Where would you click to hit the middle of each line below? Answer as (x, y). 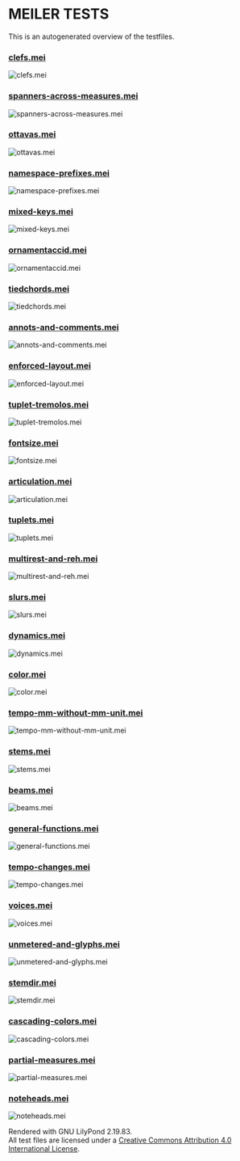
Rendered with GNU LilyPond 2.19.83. (70, 1132)
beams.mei (31, 790)
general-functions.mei (54, 828)
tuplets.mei (31, 520)
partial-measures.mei (52, 1060)
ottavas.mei (32, 134)
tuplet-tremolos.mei (49, 404)
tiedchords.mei (39, 289)
